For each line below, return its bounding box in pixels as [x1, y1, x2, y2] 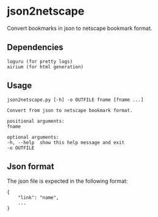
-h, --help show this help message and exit [7, 139, 124, 145]
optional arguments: [7, 134, 60, 140]
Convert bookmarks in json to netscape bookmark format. [7, 24, 153, 32]
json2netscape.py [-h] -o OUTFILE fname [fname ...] [7, 97, 144, 103]
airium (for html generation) [7, 64, 84, 70]
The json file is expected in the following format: [7, 177, 128, 185]
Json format [7, 161, 54, 172]
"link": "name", [18, 194, 60, 201]
